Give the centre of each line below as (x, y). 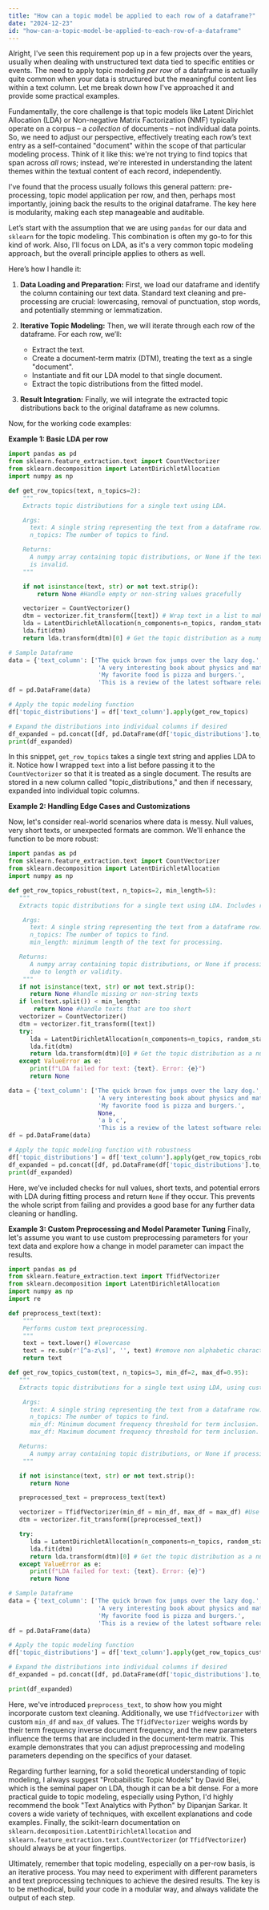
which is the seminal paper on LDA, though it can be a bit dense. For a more (133, 1788)
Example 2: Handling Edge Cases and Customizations (99, 807)
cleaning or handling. (43, 1213)
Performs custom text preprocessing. (86, 1328)
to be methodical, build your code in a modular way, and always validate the (133, 1889)
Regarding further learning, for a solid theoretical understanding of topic (127, 1771)
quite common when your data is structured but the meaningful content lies (133, 79)
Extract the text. (58, 350)
